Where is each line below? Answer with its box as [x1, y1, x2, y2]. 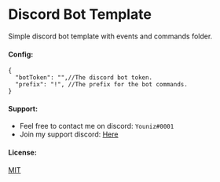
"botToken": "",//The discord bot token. [15, 74, 153, 82]
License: [8, 147, 37, 157]
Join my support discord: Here [19, 129, 119, 139]
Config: [8, 49, 34, 59]
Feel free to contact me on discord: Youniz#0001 [19, 122, 174, 131]
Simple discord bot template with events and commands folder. [8, 31, 213, 41]
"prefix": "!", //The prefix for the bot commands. [15, 81, 189, 89]
